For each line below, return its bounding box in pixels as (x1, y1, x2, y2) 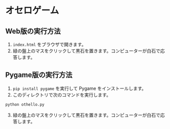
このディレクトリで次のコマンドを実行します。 (12, 91, 111, 98)
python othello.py (5, 102, 45, 107)
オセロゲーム (5, 5, 59, 16)
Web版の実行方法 (5, 27, 61, 35)
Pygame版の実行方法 (5, 70, 73, 80)
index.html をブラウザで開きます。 (12, 42, 86, 47)
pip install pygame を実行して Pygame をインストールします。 (12, 85, 146, 91)
